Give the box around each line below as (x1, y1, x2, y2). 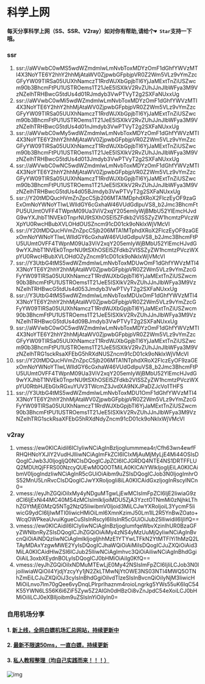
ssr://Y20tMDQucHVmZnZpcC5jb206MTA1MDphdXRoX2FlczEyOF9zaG (15, 194, 196, 202)
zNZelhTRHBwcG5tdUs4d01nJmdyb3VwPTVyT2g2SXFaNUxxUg (15, 123, 179, 130)
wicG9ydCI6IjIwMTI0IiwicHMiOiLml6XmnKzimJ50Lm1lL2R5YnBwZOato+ (15, 509, 198, 517)
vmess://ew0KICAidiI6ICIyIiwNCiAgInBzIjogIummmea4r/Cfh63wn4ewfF (15, 444, 197, 452)
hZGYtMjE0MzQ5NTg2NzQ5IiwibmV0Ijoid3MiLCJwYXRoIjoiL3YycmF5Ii (15, 502, 195, 510)
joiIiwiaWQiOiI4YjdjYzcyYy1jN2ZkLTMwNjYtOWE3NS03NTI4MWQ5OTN (15, 568, 196, 575)
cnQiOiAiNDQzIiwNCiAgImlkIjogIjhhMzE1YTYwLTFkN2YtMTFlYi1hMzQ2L (15, 535, 200, 543)
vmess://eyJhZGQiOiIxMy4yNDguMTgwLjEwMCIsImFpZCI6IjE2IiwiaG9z (15, 490, 196, 497)
